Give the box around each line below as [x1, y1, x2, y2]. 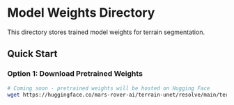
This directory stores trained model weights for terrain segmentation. [7, 28, 205, 36]
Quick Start [7, 48, 58, 60]
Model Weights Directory [7, 5, 155, 21]
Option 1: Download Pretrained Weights [7, 69, 143, 79]
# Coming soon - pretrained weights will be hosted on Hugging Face [7, 85, 210, 92]
